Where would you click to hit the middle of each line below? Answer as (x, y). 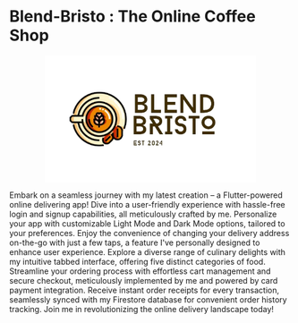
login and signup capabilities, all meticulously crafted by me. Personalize (143, 214)
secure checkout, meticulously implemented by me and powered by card (144, 281)
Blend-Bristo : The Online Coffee (133, 17)
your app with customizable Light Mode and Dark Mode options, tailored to (147, 224)
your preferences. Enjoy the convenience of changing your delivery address (149, 234)
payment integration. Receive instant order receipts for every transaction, (145, 290)
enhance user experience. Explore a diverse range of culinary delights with (148, 252)
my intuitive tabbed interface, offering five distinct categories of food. (137, 262)
